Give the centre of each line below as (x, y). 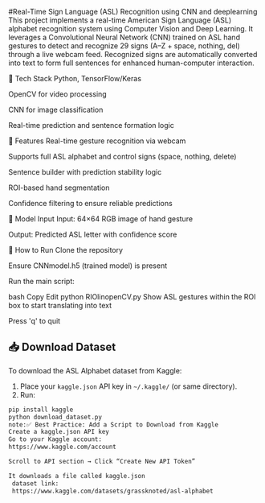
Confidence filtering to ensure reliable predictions (90, 203)
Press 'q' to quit (35, 321)
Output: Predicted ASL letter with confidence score (93, 234)
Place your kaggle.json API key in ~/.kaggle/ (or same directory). (128, 386)
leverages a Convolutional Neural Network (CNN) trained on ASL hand (124, 37)
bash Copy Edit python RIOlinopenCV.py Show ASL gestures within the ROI (132, 297)
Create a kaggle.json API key (59, 432)
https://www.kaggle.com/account (62, 447)
